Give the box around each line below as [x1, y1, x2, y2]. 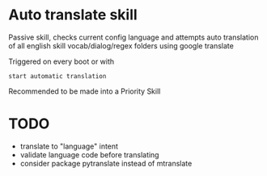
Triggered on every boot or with [8, 57, 115, 66]
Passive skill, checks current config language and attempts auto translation [8, 32, 259, 42]
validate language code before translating [19, 149, 159, 159]
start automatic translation [8, 72, 107, 80]
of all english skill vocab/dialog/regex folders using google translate [8, 40, 235, 50]
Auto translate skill [8, 6, 138, 24]
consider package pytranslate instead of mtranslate [19, 158, 193, 168]
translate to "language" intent [19, 141, 119, 151]
